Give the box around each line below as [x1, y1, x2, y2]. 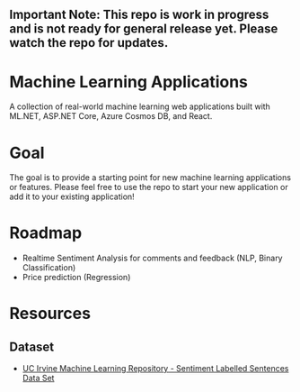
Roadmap [9, 223, 83, 243]
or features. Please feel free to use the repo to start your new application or [9, 182, 289, 193]
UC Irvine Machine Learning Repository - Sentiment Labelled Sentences [22, 363, 289, 374]
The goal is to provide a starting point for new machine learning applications [9, 172, 292, 183]
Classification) [22, 262, 76, 273]
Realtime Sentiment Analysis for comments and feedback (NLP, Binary [22, 252, 283, 264]
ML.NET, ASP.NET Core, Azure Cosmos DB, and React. [9, 111, 213, 122]
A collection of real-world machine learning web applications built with [9, 101, 271, 112]
